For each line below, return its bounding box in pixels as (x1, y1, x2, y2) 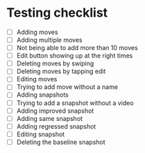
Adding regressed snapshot (16, 122, 96, 130)
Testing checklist (6, 5, 108, 21)
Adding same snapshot (16, 114, 83, 122)
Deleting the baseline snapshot (16, 138, 105, 146)
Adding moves (16, 28, 58, 36)
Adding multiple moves (16, 36, 83, 44)
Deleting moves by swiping (16, 59, 94, 67)
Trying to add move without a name (16, 83, 119, 91)
